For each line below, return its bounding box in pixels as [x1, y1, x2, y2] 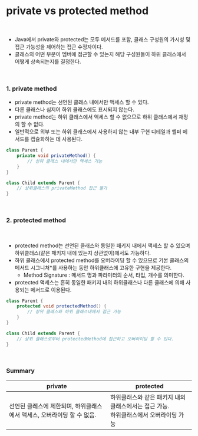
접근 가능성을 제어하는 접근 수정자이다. [14, 43, 103, 50]
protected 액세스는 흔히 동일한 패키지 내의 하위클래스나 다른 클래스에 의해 [14, 278, 184, 286]
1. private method [6, 84, 57, 93]
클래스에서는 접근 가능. [110, 402, 170, 410]
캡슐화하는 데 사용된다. [30, 136, 83, 143]
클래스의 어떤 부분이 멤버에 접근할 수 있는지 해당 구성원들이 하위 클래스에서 [14, 50, 187, 57]
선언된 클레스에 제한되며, [9, 402, 74, 410]
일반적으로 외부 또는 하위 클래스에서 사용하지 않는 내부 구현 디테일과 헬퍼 [14, 128, 181, 135]
